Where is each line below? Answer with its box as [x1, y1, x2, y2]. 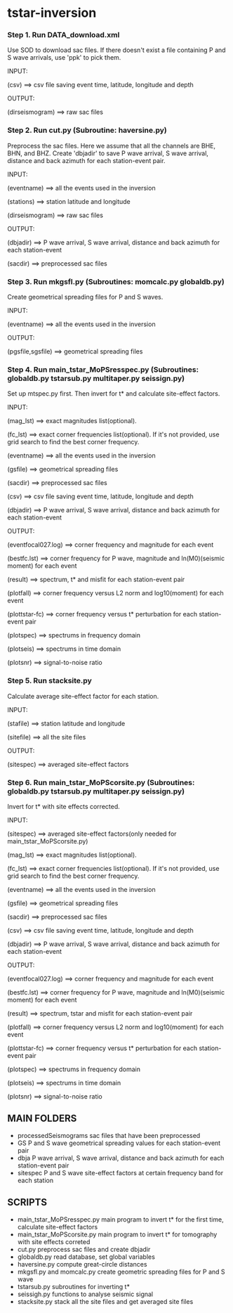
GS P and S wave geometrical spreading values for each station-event [17, 1139, 221, 1147]
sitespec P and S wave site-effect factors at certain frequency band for [17, 1168, 223, 1177]
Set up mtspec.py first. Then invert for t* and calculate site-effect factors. [7, 389, 220, 398]
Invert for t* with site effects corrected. [7, 802, 121, 810]
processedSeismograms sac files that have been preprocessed [17, 1131, 201, 1139]
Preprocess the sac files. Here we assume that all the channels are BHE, [7, 141, 216, 150]
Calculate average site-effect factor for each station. [7, 692, 159, 700]
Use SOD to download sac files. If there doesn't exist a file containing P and [7, 46, 226, 54]
